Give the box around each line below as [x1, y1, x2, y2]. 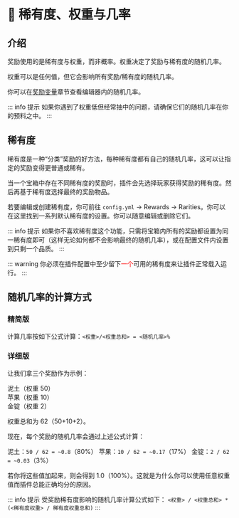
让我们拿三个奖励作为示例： [7, 369, 89, 377]
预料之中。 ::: [13, 112, 53, 120]
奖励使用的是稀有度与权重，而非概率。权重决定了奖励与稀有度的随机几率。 [7, 58, 225, 65]
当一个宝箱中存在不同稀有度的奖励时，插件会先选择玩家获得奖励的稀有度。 [7, 179, 225, 187]
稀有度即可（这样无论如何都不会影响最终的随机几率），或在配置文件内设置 [13, 236, 229, 244]
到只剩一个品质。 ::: [7, 244, 65, 253]
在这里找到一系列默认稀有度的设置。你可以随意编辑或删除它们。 [7, 211, 194, 220]
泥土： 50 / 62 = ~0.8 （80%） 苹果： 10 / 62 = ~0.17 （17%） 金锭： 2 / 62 [7, 447, 230, 455]
